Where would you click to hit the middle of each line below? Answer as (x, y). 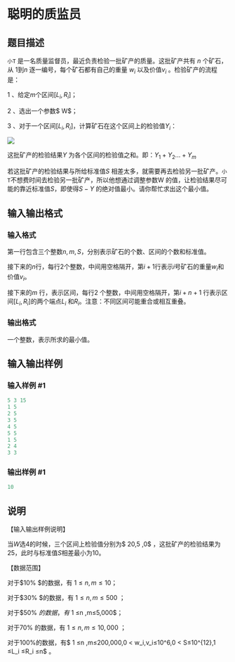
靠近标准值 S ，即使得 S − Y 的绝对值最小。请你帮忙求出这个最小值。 (116, 189)
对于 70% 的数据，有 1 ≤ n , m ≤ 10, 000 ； (67, 628)
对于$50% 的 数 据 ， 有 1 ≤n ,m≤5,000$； (65, 613)
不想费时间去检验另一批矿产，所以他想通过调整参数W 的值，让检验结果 (113, 180)
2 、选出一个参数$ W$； (43, 110)
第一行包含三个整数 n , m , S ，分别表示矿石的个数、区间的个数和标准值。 (109, 251)
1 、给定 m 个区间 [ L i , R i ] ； (42, 95)
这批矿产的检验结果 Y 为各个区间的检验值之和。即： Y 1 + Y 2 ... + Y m (102, 156)
